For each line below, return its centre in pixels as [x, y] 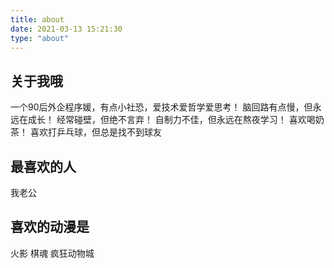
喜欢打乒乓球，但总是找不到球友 [95, 132]
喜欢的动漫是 [50, 227]
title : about [37, 19]
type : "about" [40, 38]
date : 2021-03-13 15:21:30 [66, 29]
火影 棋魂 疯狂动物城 [52, 253]
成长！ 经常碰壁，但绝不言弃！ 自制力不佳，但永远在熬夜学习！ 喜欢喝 [171, 120]
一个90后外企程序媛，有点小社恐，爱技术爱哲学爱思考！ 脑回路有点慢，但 [161, 107]
